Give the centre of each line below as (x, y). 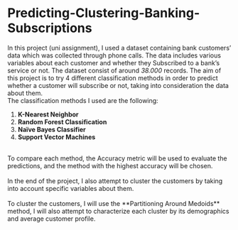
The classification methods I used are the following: (83, 100)
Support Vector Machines (56, 137)
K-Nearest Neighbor (48, 114)
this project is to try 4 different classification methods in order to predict (113, 78)
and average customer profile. (52, 219)
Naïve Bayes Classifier (52, 129)
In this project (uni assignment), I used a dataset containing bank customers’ (119, 48)
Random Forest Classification (62, 121)
